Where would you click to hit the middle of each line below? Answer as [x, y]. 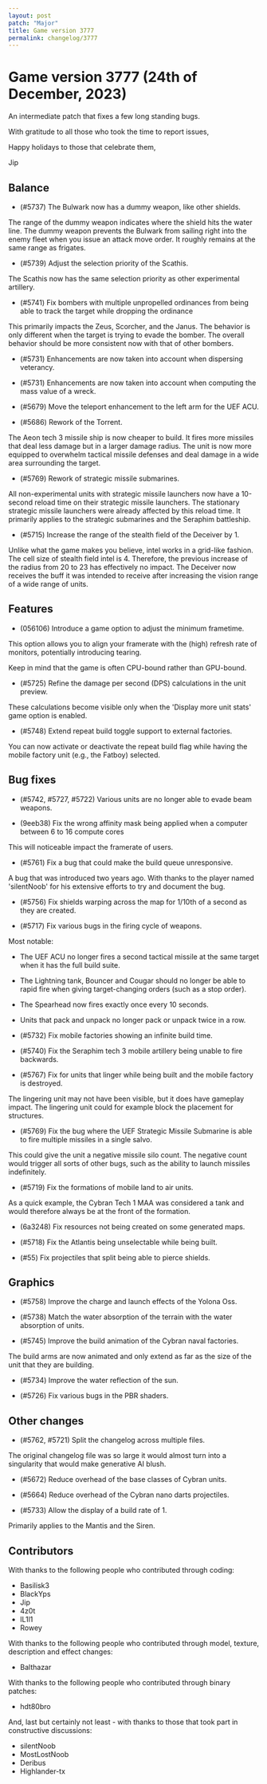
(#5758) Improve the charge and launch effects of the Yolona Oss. [128, 1302]
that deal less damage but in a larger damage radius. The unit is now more [130, 446]
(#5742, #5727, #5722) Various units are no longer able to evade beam [136, 799]
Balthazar [35, 1668]
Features [31, 609]
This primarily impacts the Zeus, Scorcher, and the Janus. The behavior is [130, 326]
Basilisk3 [35, 1586]
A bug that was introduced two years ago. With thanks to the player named [131, 878]
